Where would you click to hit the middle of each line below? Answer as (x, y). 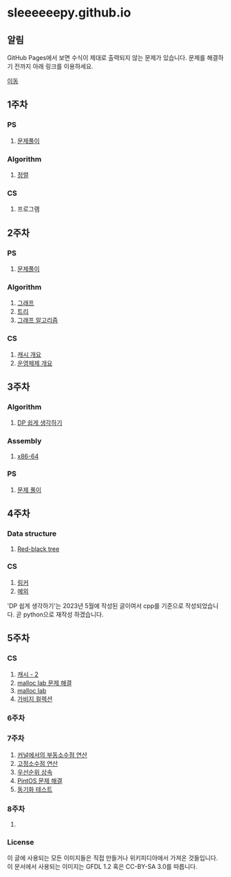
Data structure (32, 534)
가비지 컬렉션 (35, 698)
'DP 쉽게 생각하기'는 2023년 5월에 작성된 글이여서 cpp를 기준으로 (96, 605)
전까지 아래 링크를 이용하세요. (54, 66)
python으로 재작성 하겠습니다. (64, 614)
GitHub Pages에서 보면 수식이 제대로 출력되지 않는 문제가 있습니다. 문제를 (106, 58)
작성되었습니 (202, 605)
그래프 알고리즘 (37, 320)
